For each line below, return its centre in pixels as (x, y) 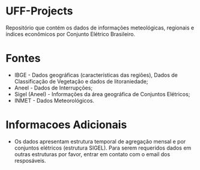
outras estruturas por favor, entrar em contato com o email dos (92, 154)
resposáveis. (30, 160)
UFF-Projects (39, 11)
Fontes (23, 59)
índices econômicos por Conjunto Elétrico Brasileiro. (71, 34)
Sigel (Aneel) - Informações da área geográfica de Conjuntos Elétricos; (102, 94)
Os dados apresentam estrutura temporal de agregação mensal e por (100, 141)
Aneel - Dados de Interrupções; (53, 88)
